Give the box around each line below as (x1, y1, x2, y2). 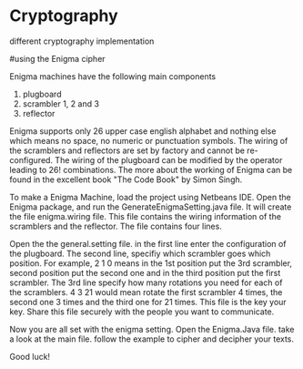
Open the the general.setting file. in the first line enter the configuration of (9, 238, 287, 249)
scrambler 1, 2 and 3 (22, 97, 100, 109)
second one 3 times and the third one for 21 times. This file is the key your (9, 296, 287, 307)
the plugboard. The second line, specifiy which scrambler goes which (9, 248, 271, 259)
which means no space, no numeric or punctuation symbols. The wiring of (9, 135, 288, 146)
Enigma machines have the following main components (9, 70, 217, 82)
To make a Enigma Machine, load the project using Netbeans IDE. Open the (9, 191, 291, 202)
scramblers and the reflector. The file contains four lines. (9, 220, 223, 231)
